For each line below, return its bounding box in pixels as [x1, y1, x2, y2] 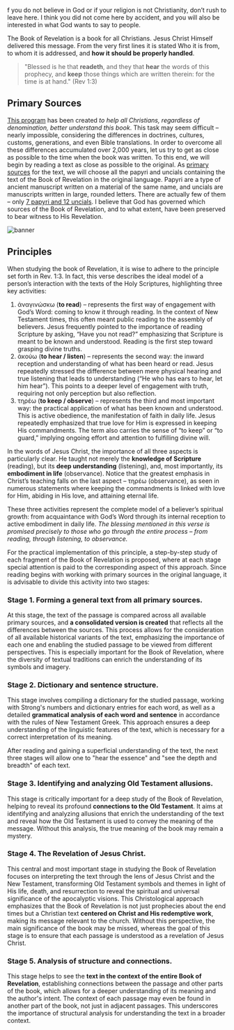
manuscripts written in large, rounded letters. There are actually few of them [7, 190, 226, 198]
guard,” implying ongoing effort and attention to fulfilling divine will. [17, 433, 210, 442]
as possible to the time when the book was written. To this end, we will [7, 153, 210, 161]
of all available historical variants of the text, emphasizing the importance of [7, 633, 225, 641]
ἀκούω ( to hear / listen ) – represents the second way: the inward [17, 352, 204, 360]
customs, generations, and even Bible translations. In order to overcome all [7, 138, 222, 146]
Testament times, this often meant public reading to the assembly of [17, 315, 213, 323]
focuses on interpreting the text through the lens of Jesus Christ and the [7, 872, 214, 880]
